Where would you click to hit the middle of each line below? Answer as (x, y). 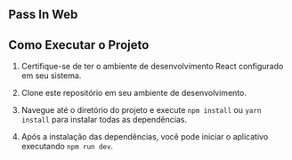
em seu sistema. (51, 76)
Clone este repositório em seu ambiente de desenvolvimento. (134, 93)
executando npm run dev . (67, 147)
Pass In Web (43, 15)
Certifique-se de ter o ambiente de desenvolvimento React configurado (152, 67)
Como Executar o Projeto (79, 45)
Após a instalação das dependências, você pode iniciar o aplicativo (145, 137)
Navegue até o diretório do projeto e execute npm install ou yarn (141, 110)
